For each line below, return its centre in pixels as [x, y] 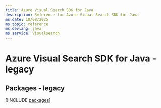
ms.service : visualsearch [32, 33]
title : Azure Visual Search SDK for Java [49, 10]
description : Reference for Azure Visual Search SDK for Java [72, 15]
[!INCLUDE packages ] [28, 100]
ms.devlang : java [23, 29]
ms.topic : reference [27, 24]
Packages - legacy [35, 88]
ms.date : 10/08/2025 [27, 19]
